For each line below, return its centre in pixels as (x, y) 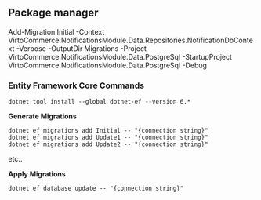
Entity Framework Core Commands (76, 85)
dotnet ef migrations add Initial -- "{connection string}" (109, 131)
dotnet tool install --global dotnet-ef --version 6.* (100, 102)
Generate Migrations (42, 116)
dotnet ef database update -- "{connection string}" (96, 189)
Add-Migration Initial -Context (56, 31)
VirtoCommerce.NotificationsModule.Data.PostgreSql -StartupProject (120, 56)
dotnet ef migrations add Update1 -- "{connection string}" (109, 138)
